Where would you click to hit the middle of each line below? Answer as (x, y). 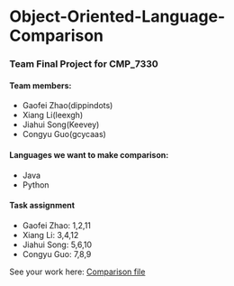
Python (36, 185)
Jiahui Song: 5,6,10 (57, 244)
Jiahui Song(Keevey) (61, 125)
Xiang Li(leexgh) (53, 115)
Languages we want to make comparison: (89, 154)
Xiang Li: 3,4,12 (50, 235)
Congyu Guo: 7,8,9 (57, 254)
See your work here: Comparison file (77, 272)
